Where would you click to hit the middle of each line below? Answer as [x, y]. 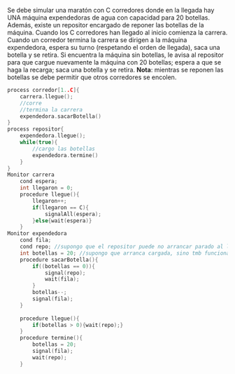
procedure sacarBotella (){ [59, 260]
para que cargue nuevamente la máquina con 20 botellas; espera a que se [114, 62]
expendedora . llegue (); [53, 136]
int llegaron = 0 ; [47, 188]
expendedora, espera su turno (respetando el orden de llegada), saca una [114, 47]
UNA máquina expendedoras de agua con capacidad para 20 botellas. [108, 18]
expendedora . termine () [65, 155]
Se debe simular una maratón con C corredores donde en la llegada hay [111, 10]
